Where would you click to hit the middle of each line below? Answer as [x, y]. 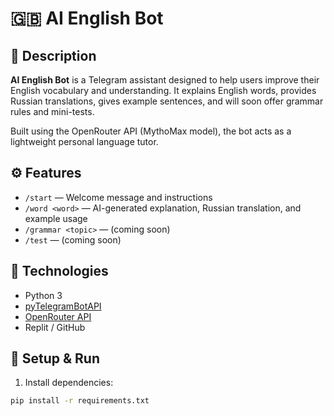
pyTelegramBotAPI [63, 306]
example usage [56, 218]
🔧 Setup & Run [55, 358]
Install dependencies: [69, 383]
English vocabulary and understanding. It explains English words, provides [163, 90]
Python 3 [43, 295]
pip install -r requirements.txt [80, 401]
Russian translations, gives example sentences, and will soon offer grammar [167, 101]
